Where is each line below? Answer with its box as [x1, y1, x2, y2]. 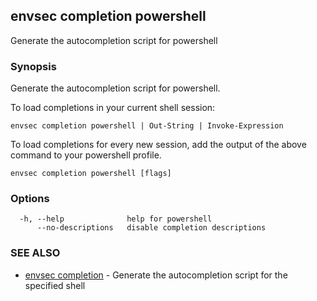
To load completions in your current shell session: [10, 102, 216, 114]
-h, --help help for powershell [19, 214, 213, 224]
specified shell [24, 279, 86, 291]
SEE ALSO [10, 246, 61, 260]
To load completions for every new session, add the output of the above [10, 139, 307, 151]
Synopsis [10, 59, 57, 73]
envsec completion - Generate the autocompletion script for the [24, 269, 288, 281]
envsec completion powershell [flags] [10, 169, 172, 179]
